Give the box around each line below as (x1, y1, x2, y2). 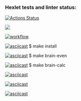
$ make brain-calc (28, 62, 66, 68)
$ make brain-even (28, 53, 67, 59)
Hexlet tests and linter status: (5, 4, 77, 11)
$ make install (28, 43, 57, 49)
